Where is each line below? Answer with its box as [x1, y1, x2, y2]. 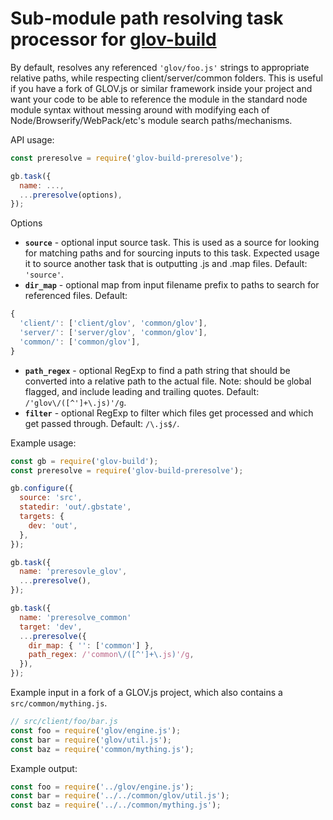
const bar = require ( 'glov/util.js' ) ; [10, 735, 172, 745]
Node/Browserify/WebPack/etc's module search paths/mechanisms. [10, 114, 293, 126]
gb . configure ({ [10, 483, 74, 494]
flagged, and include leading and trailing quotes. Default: [24, 385, 260, 397]
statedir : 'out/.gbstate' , [19, 502, 132, 512]
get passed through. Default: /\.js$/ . [24, 417, 180, 429]
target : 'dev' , [19, 622, 83, 632]
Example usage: [10, 437, 77, 449]
